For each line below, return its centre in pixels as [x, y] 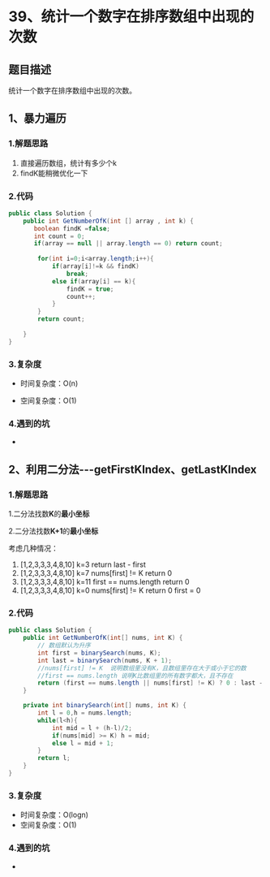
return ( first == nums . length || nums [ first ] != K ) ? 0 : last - [150, 683]
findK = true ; [90, 289]
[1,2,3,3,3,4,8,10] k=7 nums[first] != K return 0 [96, 573]
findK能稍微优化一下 [54, 173]
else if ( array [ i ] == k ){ [94, 281]
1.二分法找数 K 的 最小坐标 [49, 514]
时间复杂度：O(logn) [54, 815]
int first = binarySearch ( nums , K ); [99, 653]
